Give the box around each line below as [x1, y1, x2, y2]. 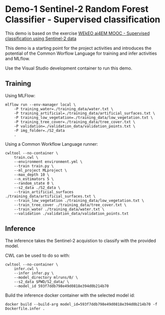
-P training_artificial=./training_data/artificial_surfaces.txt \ [14, 111, 155, 116]
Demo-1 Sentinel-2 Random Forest [5, 3, 149, 15]
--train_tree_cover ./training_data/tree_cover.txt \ [14, 202, 127, 207]
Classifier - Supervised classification [5, 14, 161, 25]
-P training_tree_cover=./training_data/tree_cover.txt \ [14, 119, 135, 124]
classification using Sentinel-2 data [5, 36, 77, 41]
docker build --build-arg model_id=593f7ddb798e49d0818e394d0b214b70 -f [5, 302, 158, 307]
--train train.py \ [14, 163, 54, 168]
